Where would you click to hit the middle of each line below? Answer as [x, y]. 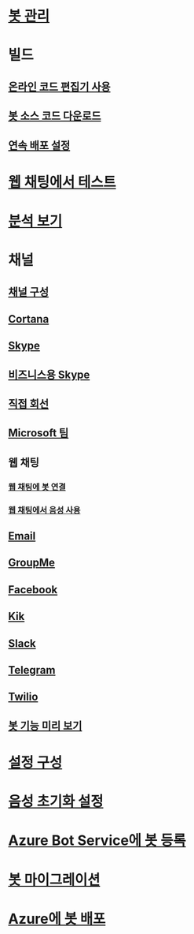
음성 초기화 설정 [56, 802]
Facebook [33, 590]
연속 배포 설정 [39, 146]
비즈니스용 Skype [49, 374]
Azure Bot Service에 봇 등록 [97, 841]
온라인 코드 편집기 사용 [60, 86]
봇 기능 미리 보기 [45, 725]
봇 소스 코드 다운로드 [55, 116]
